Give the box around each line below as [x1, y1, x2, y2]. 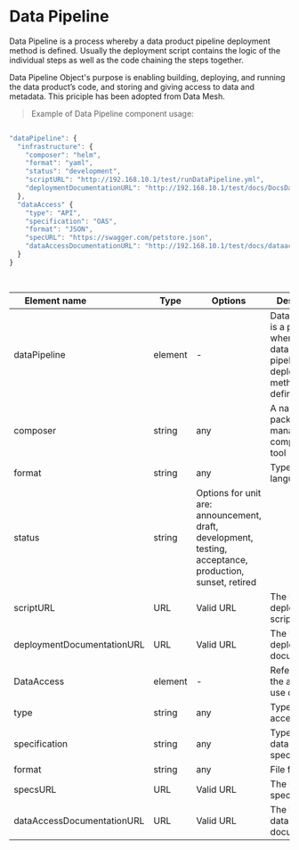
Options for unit [195, 486, 262, 499]
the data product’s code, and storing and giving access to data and [9, 81, 255, 92]
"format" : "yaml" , [25, 159, 93, 168]
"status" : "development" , [25, 167, 122, 176]
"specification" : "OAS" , [25, 217, 117, 226]
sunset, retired [195, 575, 256, 588]
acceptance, [195, 553, 248, 565]
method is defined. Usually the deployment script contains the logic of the [9, 45, 281, 55]
